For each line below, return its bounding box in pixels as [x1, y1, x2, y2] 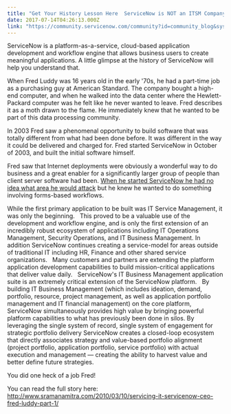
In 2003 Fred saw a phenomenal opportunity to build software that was [7, 127, 208, 135]
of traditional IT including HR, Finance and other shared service [7, 248, 187, 257]
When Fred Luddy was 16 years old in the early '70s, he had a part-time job [7, 77, 220, 85]
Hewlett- [197, 91, 222, 100]
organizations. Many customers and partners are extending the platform [7, 256, 214, 264]
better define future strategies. [7, 358, 94, 367]
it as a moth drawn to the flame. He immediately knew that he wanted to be [7, 106, 220, 114]
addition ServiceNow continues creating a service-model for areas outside [7, 241, 219, 250]
